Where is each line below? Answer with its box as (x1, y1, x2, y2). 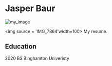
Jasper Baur (5, 3, 56, 14)
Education (5, 42, 37, 51)
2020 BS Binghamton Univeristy (5, 55, 70, 61)
